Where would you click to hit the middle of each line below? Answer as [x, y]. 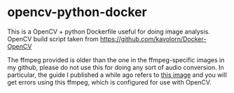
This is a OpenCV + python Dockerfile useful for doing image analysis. [109, 31]
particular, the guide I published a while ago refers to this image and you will [117, 75]
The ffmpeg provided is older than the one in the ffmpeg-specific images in [116, 59]
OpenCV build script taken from [53, 38]
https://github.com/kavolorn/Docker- [153, 38]
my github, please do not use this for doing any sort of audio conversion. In [116, 67]
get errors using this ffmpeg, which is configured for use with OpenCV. [109, 82]
